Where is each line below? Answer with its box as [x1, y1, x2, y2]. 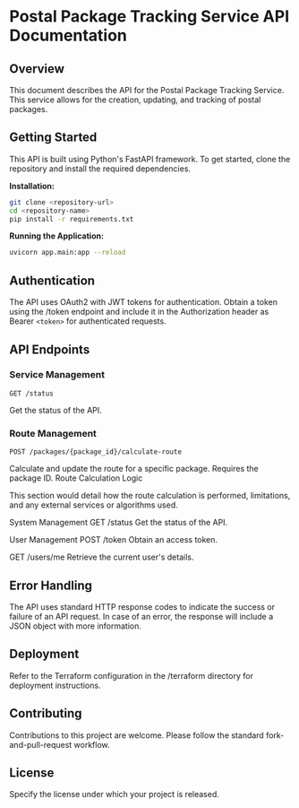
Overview [9, 61, 65, 76]
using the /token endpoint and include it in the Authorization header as [9, 307, 269, 317]
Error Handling [9, 578, 92, 593]
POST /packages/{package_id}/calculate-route [9, 447, 182, 456]
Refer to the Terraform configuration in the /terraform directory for [9, 670, 253, 681]
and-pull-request [9, 739, 73, 750]
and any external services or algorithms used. [9, 500, 178, 510]
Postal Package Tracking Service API [9, 6, 290, 27]
